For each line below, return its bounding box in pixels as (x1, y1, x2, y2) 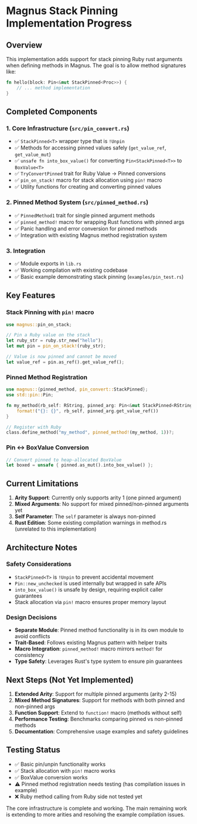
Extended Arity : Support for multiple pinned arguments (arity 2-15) (14, 690, 177, 698)
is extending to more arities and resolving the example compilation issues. (6, 810, 185, 818)
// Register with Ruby (6, 424, 62, 430)
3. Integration (6, 246, 46, 255)
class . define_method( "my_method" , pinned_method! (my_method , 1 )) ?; (6, 429, 175, 436)
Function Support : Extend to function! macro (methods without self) (14, 709, 182, 716)
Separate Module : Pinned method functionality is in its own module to (14, 626, 184, 633)
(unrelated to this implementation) (14, 525, 97, 533)
